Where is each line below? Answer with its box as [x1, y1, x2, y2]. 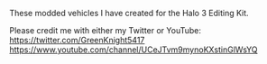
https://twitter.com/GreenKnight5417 [9, 35, 145, 45]
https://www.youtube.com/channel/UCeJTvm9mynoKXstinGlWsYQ [9, 44, 258, 55]
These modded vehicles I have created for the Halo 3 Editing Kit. [9, 8, 250, 18]
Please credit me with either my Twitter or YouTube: [9, 25, 201, 35]
